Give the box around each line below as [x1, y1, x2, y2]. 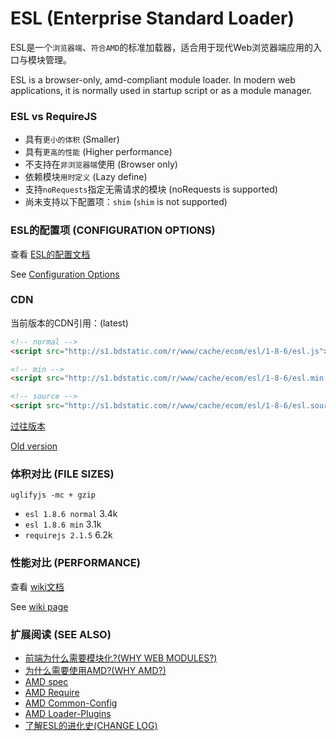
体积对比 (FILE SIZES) [10, 467, 115, 481]
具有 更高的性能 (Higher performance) [24, 146, 173, 158]
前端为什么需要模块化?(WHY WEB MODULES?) [24, 652, 218, 664]
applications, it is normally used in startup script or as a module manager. [10, 84, 313, 96]
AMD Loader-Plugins [24, 707, 112, 719]
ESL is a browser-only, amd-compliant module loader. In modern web [10, 73, 296, 86]
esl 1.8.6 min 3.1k [24, 518, 102, 531]
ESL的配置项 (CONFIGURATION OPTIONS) [10, 223, 216, 237]
